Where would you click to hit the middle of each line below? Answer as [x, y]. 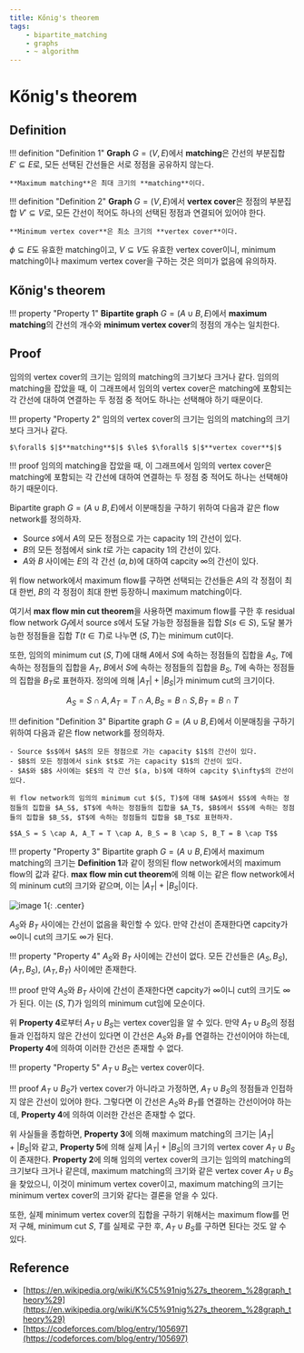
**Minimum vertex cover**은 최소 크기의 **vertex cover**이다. [124, 232]
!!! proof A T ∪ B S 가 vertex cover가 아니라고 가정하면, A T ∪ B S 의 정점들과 [139, 1089]
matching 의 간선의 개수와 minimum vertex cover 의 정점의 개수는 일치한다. [145, 325]
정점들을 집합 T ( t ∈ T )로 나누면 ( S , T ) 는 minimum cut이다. [130, 635]
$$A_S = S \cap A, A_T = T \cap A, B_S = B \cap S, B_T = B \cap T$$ [144, 833]
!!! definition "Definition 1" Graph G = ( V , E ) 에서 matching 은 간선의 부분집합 [147, 153]
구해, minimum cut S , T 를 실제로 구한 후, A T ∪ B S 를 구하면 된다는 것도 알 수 [152, 1227]
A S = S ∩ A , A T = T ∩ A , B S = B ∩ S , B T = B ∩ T [152, 701]
